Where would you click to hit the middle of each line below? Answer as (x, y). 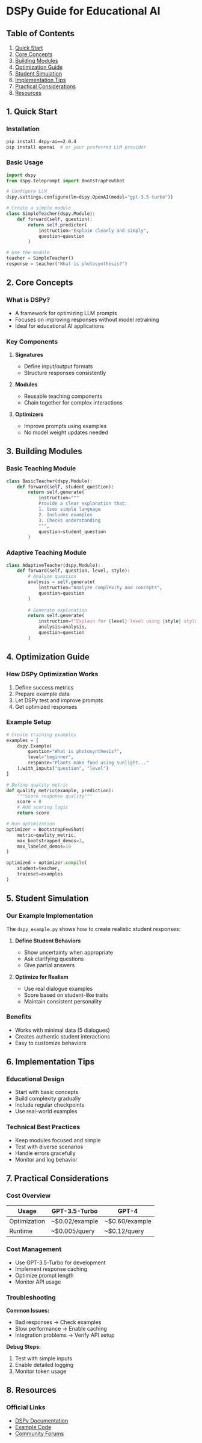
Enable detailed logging (44, 1365)
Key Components (32, 341)
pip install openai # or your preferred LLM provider (76, 147)
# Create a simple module (38, 208)
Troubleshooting (31, 1297)
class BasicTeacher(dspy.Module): (50, 481)
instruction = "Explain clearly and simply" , (93, 231)
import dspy (21, 175)
